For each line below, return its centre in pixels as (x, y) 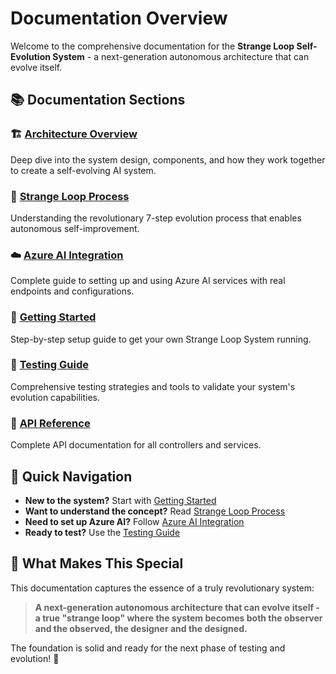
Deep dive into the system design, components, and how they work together (168, 159)
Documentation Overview (119, 18)
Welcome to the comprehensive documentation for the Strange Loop (152, 46)
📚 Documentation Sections (98, 100)
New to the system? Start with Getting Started (120, 500)
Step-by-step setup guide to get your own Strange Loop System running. (161, 339)
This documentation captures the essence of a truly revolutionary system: (162, 588)
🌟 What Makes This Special (97, 563)
